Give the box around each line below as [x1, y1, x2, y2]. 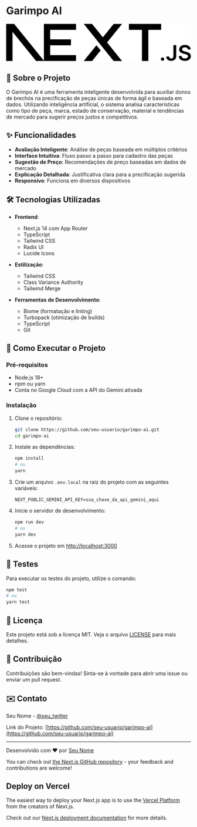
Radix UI [23, 243, 44, 250]
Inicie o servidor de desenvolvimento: [14, 507, 106, 514]
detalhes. [6, 637, 29, 644]
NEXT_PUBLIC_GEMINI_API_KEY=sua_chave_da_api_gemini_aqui [14, 497, 159, 503]
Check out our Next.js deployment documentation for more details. [6, 814, 168, 822]
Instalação [6, 401, 37, 409]
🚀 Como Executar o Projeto [6, 343, 106, 353]
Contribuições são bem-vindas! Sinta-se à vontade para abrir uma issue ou [6, 670, 188, 677]
